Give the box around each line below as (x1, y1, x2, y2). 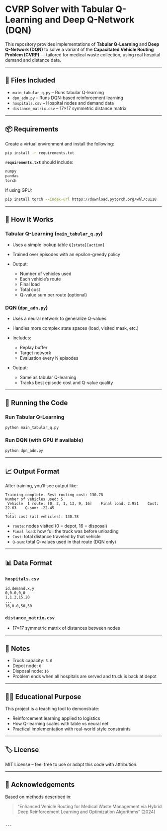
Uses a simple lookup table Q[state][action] (12, 242, 105, 248)
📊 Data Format (5, 558, 52, 567)
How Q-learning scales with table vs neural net (12, 721, 109, 727)
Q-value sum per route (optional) (19, 291, 87, 297)
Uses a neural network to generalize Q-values (12, 315, 107, 321)
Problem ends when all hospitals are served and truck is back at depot (12, 674, 157, 680)
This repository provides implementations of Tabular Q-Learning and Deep (5, 41, 160, 47)
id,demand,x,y (5, 586, 35, 591)
